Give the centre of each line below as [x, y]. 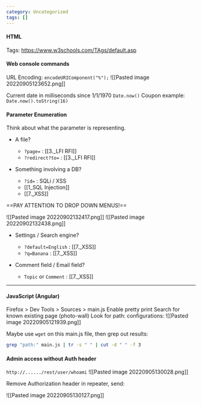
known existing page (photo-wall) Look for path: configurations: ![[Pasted [97, 316]
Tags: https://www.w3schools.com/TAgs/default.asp [72, 50]
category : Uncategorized [37, 12]
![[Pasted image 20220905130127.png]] [55, 395]
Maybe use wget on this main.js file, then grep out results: [77, 334]
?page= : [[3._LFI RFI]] [50, 151]
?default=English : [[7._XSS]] [60, 247]
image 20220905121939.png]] [44, 322]
